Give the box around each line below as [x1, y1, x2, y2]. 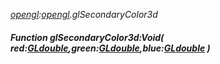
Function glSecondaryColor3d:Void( [10, 31, 165, 43]
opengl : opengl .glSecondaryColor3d [10, 9, 158, 20]
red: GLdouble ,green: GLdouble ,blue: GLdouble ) [10, 42, 211, 54]
